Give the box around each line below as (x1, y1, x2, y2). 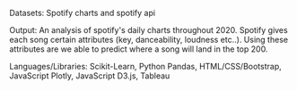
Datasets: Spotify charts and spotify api (9, 8, 155, 18)
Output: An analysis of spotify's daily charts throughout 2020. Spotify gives (9, 25, 289, 35)
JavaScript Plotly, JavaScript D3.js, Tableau (9, 70, 170, 81)
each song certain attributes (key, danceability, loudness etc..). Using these (9, 35, 289, 45)
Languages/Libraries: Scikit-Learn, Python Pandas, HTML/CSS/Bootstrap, (9, 61, 283, 71)
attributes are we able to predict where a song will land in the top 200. (9, 44, 268, 54)
